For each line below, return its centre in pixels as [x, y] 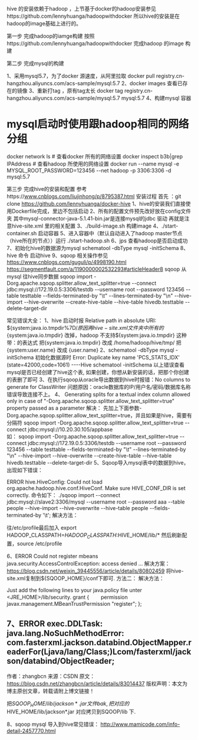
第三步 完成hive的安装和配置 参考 [47, 189]
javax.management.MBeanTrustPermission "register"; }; [74, 603]
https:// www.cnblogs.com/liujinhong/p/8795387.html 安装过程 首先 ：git [94, 196]
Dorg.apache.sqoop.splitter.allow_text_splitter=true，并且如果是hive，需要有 [99, 415]
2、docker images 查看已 [152, 83]
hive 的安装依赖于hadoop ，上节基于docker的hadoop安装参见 [82, 9]
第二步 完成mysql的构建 [35, 63]
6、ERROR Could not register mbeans [52, 556]
